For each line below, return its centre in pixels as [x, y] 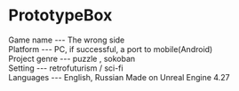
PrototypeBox [60, 15]
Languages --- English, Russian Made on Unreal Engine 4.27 [119, 77]
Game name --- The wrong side [67, 40]
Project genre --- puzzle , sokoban [72, 58]
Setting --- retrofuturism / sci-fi [66, 68]
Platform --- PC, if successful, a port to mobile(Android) [111, 49]
